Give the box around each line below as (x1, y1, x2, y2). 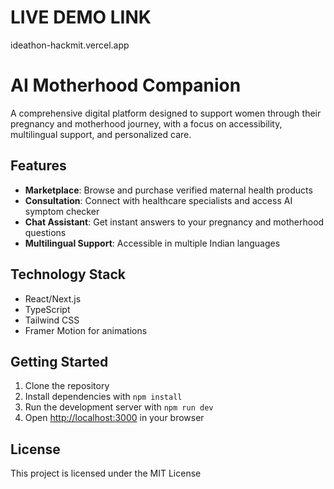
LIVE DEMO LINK (10, 6, 152, 29)
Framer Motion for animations (24, 324, 148, 336)
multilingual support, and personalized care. (10, 128, 192, 140)
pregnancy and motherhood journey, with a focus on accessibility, (10, 117, 283, 130)
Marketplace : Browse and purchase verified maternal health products (24, 184, 313, 196)
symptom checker (24, 205, 100, 217)
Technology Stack (10, 266, 126, 283)
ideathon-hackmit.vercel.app (10, 39, 130, 51)
